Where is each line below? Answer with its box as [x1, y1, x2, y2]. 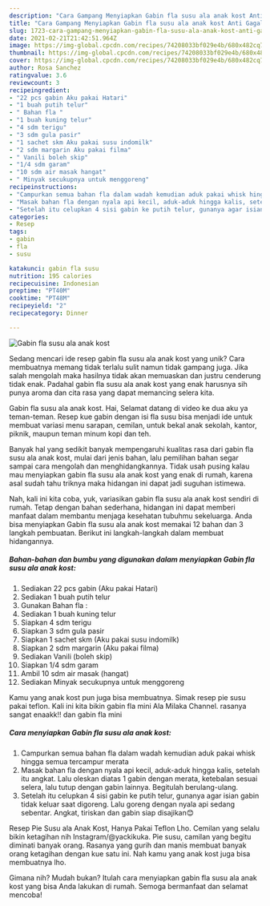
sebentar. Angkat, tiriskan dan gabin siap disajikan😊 [20, 807, 195, 817]
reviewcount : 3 [9, 79, 60, 87]
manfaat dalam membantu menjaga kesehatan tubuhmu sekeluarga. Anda [9, 510, 252, 521]
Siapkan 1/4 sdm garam [20, 660, 99, 670]
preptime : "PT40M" [9, 287, 71, 295]
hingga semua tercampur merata [20, 756, 129, 766]
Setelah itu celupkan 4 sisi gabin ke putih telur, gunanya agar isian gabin [20, 791, 260, 800]
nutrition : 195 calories [9, 272, 92, 280]
